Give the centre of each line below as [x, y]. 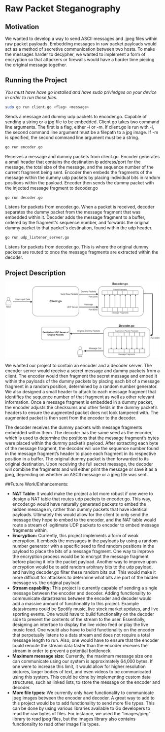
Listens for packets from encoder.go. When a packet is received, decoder [80, 207]
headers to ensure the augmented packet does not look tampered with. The [82, 413]
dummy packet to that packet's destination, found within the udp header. [79, 228]
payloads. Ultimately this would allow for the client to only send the [80, 515]
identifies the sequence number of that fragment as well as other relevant [80, 397]
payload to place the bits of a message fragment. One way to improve [83, 551]
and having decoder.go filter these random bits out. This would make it [84, 572]
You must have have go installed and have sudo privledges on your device [81, 92]
